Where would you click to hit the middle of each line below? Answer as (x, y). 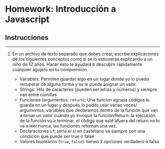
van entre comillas (38, 95)
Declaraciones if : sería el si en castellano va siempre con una (82, 131)
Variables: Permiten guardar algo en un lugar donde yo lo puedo (84, 79)
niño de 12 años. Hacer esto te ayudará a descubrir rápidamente (77, 64)
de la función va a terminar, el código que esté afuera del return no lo (90, 121)
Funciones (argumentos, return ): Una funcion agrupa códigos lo (84, 100)
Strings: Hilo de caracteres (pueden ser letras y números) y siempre (88, 89)
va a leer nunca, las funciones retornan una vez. (68, 126)
